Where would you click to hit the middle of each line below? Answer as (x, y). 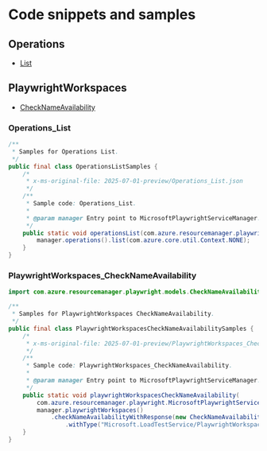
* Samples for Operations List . (65, 152)
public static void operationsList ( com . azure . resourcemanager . (130, 233)
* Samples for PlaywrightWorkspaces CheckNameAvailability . (113, 314)
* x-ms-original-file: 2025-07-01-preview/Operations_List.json (135, 181)
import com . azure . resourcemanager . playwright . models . (99, 292)
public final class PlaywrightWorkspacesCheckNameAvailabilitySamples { (131, 329)
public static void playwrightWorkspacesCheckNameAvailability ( (131, 395)
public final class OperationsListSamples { (83, 166)
